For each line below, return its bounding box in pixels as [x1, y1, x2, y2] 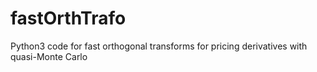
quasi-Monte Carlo [10, 50, 88, 62]
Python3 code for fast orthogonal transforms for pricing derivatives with [10, 40, 308, 52]
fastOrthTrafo [10, 7, 127, 30]
